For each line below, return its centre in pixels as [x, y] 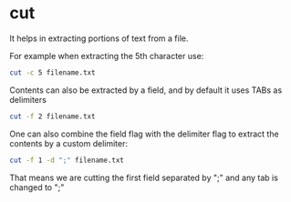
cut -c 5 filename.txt [52, 72]
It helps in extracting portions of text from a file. [99, 38]
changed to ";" [37, 187]
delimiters [28, 99]
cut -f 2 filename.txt [52, 116]
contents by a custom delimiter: [68, 143]
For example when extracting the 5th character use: [107, 56]
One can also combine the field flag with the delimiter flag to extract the [145, 134]
